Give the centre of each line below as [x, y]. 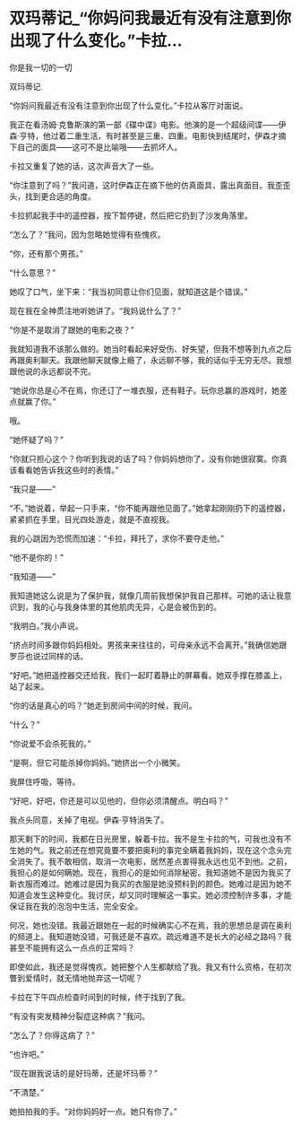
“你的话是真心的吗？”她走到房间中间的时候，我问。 [103, 705]
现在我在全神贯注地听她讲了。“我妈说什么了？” [95, 310]
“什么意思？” [33, 272]
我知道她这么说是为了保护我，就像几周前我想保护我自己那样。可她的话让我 [146, 595]
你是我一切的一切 [41, 67]
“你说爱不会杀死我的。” [50, 743]
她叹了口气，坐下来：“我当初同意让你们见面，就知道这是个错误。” [129, 292]
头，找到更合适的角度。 [52, 196]
